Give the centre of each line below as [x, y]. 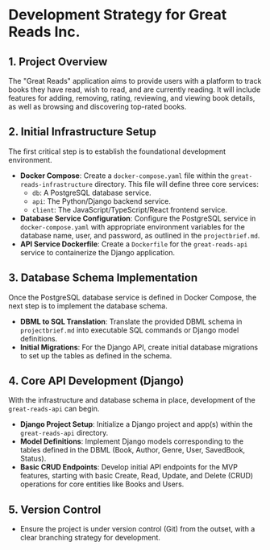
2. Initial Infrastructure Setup [83, 132]
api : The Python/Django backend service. [101, 201]
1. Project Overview [58, 62]
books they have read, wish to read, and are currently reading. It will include [135, 89]
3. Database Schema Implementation [103, 278]
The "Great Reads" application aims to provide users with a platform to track [135, 81]
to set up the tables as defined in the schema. [96, 355]
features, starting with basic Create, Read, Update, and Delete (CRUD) [137, 476]
